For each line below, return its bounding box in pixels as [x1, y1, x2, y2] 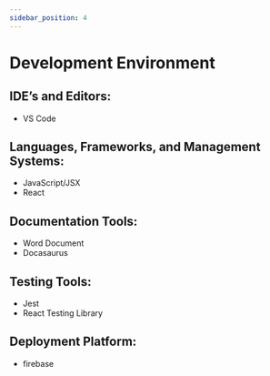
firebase [22, 358, 55, 369]
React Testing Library [22, 308, 103, 319]
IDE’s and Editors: [9, 88, 112, 105]
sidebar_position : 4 [9, 13, 88, 23]
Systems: [9, 154, 65, 169]
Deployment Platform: [9, 334, 137, 350]
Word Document [22, 238, 85, 249]
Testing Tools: [9, 274, 92, 290]
